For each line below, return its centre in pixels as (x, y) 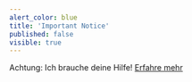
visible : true (36, 42)
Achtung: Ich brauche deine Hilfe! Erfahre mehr (96, 68)
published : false (42, 34)
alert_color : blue (43, 17)
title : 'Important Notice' (59, 26)
